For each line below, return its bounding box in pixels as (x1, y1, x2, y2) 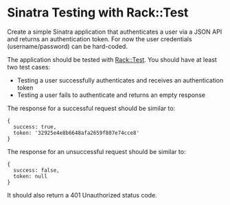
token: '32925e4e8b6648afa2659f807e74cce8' (13, 129, 139, 136)
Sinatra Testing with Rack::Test (7, 5, 189, 21)
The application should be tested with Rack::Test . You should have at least (7, 55, 218, 63)
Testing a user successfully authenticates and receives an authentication (16, 76, 224, 84)
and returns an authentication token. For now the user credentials (7, 34, 192, 43)
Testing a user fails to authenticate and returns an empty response (16, 91, 206, 99)
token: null (13, 173, 48, 180)
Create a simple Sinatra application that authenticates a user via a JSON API (7, 28, 222, 36)
